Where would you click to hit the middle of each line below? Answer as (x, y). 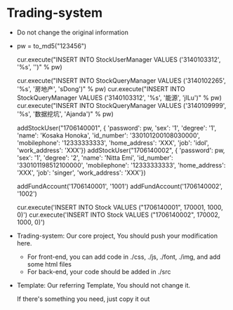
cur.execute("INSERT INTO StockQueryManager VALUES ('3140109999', (121, 105)
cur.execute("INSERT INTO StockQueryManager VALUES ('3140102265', (121, 80)
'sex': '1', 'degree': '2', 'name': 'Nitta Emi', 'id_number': (95, 157)
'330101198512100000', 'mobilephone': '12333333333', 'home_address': (121, 165)
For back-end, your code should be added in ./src (99, 271)
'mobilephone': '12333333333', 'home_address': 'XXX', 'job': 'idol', (113, 142)
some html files (49, 264)
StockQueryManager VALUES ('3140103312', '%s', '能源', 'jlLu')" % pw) (119, 97)
